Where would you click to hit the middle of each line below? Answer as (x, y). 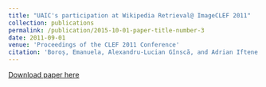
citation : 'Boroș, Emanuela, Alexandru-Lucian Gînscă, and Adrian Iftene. (135, 52)
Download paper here (44, 75)
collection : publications (51, 23)
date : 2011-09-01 (37, 38)
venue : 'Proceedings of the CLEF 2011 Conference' (94, 45)
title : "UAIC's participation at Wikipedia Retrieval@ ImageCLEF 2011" (129, 15)
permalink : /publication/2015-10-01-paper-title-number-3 (106, 30)
